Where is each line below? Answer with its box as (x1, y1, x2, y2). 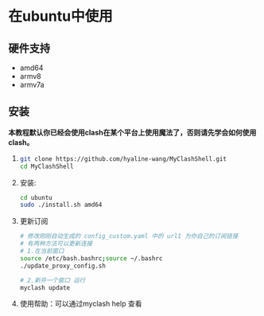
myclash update (19, 283, 71, 291)
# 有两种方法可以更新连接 (19, 240, 93, 248)
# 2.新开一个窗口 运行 (19, 276, 86, 284)
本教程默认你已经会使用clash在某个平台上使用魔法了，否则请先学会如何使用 (8, 127, 257, 137)
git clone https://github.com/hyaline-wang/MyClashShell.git (19, 154, 227, 163)
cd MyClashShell (19, 162, 74, 170)
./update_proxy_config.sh (19, 262, 106, 270)
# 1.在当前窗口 (19, 248, 64, 256)
